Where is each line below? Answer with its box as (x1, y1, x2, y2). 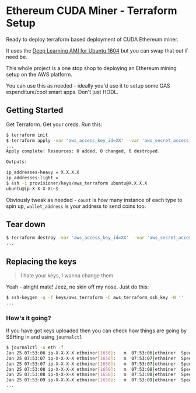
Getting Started (6, 105, 64, 115)
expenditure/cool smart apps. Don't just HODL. (6, 88, 118, 95)
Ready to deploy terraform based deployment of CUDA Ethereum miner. (6, 36, 179, 43)
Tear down (6, 220, 45, 229)
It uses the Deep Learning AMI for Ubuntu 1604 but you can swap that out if (6, 47, 188, 54)
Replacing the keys (6, 256, 77, 266)
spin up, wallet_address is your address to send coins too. (6, 203, 146, 210)
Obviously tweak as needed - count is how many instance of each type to (6, 196, 183, 203)
